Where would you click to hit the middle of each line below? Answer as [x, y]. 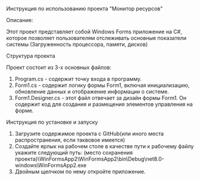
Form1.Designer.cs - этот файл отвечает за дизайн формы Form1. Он [101, 98]
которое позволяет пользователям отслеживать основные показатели [96, 38]
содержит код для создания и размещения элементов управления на [104, 104]
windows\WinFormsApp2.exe [51, 165]
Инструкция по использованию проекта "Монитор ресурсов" [85, 9]
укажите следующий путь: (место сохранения [74, 152]
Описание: [20, 20]
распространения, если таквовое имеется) [70, 140]
